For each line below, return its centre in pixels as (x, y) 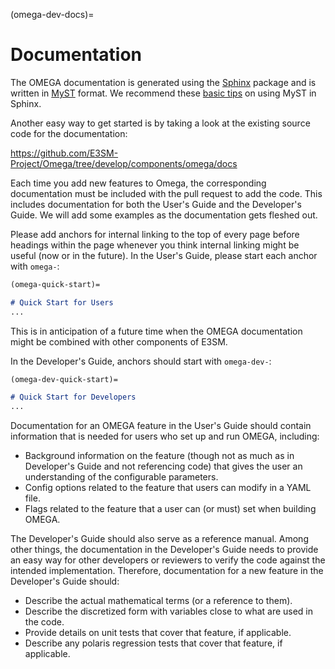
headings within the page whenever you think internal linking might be (155, 245)
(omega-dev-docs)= (52, 14)
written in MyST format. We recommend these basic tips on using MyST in (163, 93)
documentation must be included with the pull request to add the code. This (166, 193)
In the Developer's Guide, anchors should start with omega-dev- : (141, 361)
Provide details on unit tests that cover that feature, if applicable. (158, 633)
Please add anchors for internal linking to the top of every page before (155, 234)
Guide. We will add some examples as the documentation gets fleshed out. (164, 215)
